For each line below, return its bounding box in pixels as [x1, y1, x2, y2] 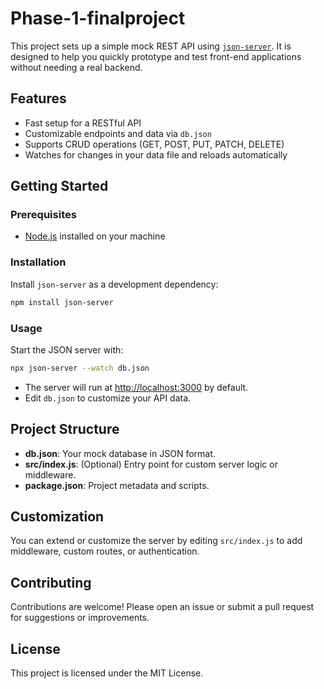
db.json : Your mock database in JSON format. [24, 447, 216, 459]
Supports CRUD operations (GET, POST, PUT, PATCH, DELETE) [24, 138, 285, 150]
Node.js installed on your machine [24, 230, 166, 242]
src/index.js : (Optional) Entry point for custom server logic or [24, 458, 278, 470]
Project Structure [10, 421, 120, 438]
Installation [10, 255, 67, 269]
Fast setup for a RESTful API [24, 117, 142, 129]
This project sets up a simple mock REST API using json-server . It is [10, 40, 292, 52]
